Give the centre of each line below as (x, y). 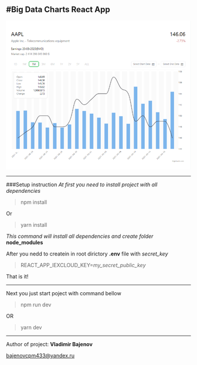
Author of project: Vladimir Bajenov (49, 344)
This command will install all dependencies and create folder (80, 236)
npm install (34, 202)
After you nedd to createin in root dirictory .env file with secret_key (87, 254)
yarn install (34, 225)
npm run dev (36, 305)
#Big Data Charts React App (58, 10)
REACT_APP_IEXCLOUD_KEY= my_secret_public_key (83, 265)
